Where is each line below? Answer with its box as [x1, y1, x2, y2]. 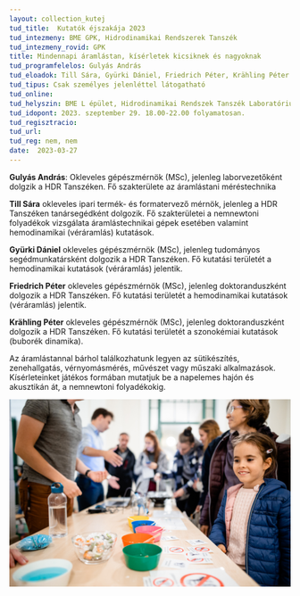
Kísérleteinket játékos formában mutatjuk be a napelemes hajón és [9, 371, 254, 383]
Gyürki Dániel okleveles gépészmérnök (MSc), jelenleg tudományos [9, 244, 261, 254]
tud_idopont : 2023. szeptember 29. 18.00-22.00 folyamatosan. [9, 108, 246, 118]
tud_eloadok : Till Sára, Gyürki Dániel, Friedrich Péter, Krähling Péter [9, 71, 290, 80]
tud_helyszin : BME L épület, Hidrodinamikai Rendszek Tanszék [9, 99, 246, 108]
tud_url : [9, 128, 42, 137]
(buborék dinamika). [9, 335, 84, 346]
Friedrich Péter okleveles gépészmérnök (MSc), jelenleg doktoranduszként [9, 280, 287, 291]
